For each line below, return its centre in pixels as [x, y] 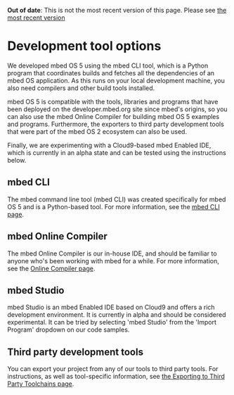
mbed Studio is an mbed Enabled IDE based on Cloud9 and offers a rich [111, 307]
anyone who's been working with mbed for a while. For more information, [113, 261]
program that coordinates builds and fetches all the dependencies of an [111, 73]
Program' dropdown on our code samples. [69, 330]
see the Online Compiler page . [51, 268]
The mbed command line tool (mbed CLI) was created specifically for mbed [117, 199]
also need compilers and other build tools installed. [81, 88]
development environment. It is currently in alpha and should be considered [117, 315]
